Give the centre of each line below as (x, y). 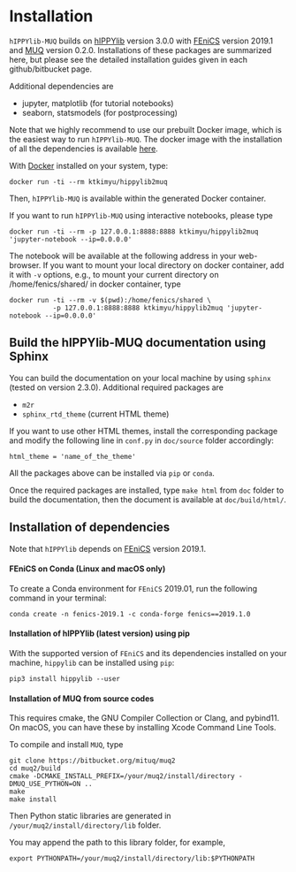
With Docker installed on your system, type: (89, 165)
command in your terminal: (58, 598)
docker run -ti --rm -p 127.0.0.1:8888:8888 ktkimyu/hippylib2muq (134, 232)
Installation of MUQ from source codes (82, 698)
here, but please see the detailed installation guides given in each (128, 59)
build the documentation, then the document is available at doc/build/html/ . (148, 499)
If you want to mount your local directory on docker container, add (163, 265)
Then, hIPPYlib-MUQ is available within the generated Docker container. (138, 198)
